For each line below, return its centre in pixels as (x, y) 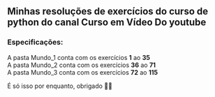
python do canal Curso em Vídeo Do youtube (107, 23)
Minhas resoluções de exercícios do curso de (108, 12)
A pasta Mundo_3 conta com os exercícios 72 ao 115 (83, 72)
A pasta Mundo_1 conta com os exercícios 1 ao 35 (79, 57)
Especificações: (35, 43)
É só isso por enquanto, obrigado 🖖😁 (60, 86)
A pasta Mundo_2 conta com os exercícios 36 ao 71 (81, 65)
